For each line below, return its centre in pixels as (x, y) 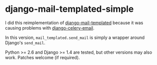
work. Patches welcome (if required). (42, 57)
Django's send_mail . (25, 42)
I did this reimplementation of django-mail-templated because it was (74, 23)
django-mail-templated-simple (69, 9)
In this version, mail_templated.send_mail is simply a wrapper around (75, 37)
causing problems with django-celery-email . (50, 28)
